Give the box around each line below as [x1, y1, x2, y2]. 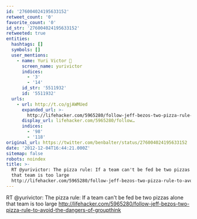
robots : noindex [6, 156, 46, 162]
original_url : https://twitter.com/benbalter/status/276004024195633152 [6, 139, 188, 146]
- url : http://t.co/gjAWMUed [16, 101, 88, 107]
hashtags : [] [11, 42, 43, 48]
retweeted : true [6, 31, 46, 36]
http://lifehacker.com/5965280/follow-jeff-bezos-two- [58, 200, 190, 207]
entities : [6, 36, 30, 42]
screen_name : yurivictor [21, 63, 83, 69]
